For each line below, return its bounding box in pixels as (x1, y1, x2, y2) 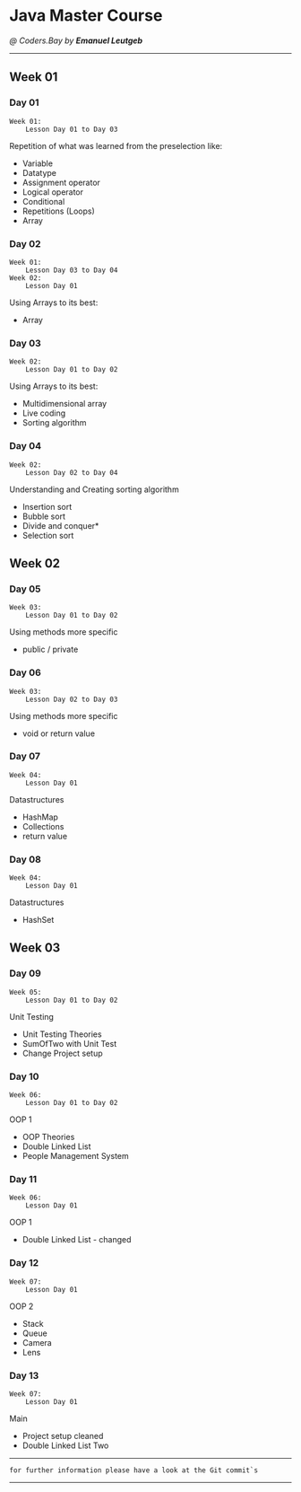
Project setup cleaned (21, 1430, 104, 1441)
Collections (21, 821, 64, 831)
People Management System (21, 1151, 129, 1162)
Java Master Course (9, 5, 163, 26)
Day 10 (9, 1070, 39, 1083)
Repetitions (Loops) (21, 206, 96, 216)
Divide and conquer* (21, 520, 99, 531)
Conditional (21, 196, 65, 206)
